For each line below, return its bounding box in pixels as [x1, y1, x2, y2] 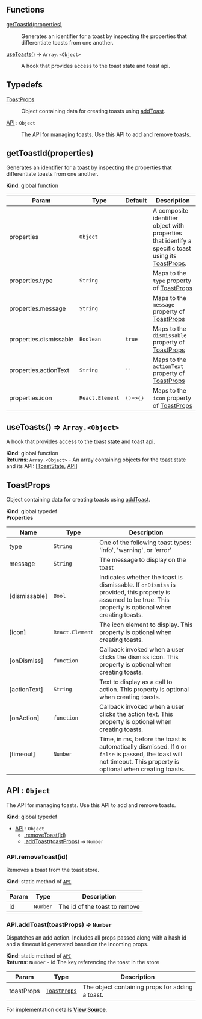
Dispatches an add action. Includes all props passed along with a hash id [6, 934, 187, 941]
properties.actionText [9, 366, 70, 375]
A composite [152, 207, 189, 215]
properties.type [9, 276, 53, 285]
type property [152, 276, 191, 285]
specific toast [152, 244, 191, 252]
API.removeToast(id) [6, 852, 68, 861]
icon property [152, 394, 191, 402]
